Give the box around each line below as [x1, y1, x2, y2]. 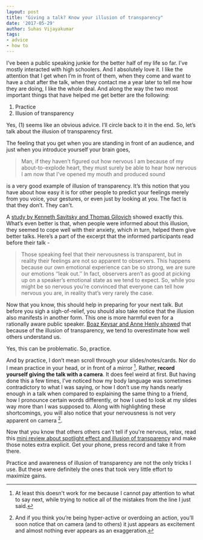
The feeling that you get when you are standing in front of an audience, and [6, 139, 195, 147]
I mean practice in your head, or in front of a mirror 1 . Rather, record [6, 363, 175, 371]
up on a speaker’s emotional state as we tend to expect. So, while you [21, 276, 195, 283]
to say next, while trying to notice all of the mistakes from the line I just [14, 496, 191, 503]
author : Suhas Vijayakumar [6, 25, 74, 32]
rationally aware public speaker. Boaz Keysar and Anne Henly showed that [6, 320, 192, 328]
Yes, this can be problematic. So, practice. [6, 344, 112, 352]
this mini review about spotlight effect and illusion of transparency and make [6, 435, 196, 442]
